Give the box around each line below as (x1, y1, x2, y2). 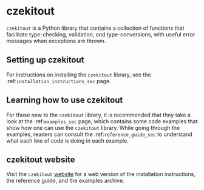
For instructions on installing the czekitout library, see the (6, 71, 151, 78)
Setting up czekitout (6, 55, 84, 65)
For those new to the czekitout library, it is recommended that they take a (6, 111, 191, 118)
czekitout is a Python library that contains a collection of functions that (6, 24, 185, 32)
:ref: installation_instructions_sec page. (6, 77, 111, 84)
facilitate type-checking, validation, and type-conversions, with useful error (6, 30, 195, 38)
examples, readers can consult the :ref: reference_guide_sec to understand (6, 131, 192, 138)
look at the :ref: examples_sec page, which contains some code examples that (6, 117, 198, 125)
